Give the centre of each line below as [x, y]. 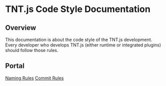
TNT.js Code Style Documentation [78, 9]
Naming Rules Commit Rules [35, 78]
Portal [15, 66]
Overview [21, 28]
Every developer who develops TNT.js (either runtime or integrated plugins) [83, 45]
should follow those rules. [32, 50]
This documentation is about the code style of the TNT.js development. [79, 39]
